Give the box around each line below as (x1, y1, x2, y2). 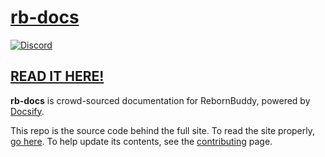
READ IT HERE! (10, 68, 105, 85)
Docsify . (10, 105, 45, 117)
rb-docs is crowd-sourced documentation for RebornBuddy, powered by (10, 94, 311, 106)
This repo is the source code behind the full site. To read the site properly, (10, 124, 315, 136)
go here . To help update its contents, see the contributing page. (10, 135, 273, 147)
